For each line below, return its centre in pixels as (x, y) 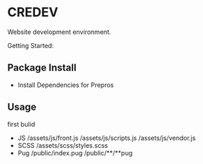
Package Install (42, 68)
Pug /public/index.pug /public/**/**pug (75, 153)
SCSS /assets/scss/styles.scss (63, 145)
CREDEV (33, 12)
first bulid (21, 124)
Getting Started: (31, 45)
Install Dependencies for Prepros (66, 85)
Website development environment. (59, 32)
